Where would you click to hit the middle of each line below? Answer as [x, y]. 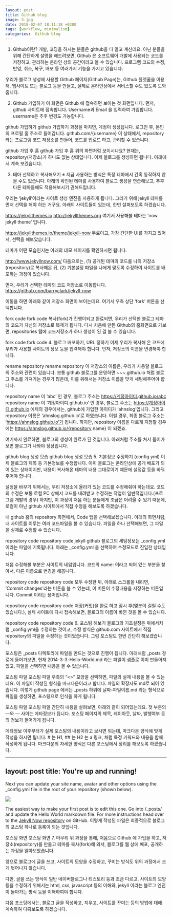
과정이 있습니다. [35, 274]
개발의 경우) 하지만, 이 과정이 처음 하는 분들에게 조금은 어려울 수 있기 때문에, [90, 500]
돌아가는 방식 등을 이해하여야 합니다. [47, 891]
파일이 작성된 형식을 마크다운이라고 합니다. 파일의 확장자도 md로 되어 [90, 683]
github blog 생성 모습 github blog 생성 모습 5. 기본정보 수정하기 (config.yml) [83, 457]
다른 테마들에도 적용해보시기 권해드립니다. [55, 187]
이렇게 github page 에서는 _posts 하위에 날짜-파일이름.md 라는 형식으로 [92, 690]
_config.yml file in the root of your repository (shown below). [69, 789]
